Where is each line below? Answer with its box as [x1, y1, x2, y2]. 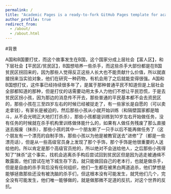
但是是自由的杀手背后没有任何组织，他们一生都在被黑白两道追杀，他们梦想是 [5, 165, 166, 170]
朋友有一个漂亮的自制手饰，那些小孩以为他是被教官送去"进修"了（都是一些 [9, 133, 166, 139]
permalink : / [5, 7, 33, 13]
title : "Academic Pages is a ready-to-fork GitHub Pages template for [5, 12, 158, 17]
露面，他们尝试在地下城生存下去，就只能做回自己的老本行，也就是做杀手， [9, 158, 166, 164]
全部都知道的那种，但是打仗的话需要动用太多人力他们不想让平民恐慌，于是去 [5, 88, 166, 94]
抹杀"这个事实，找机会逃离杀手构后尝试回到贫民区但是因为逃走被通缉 [16, 152, 161, 157]
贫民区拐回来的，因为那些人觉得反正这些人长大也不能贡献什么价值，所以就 [5, 69, 161, 75]
